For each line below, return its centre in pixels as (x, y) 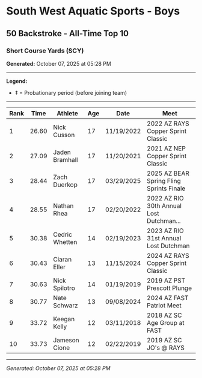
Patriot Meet (164, 305)
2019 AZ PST (166, 280)
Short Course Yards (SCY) (45, 51)
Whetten (65, 242)
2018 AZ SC (164, 315)
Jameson (66, 340)
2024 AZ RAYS (168, 255)
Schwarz (66, 305)
